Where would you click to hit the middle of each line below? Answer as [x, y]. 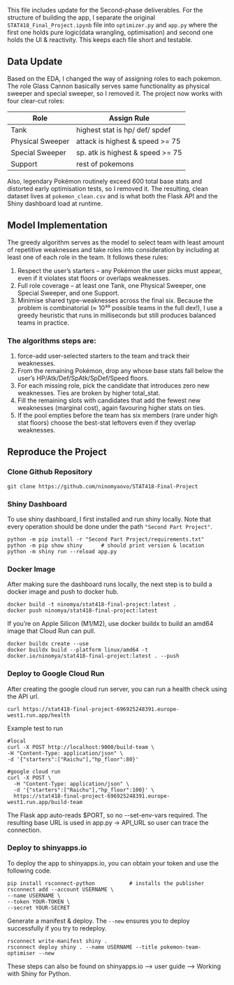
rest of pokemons [105, 163]
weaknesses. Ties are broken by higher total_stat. [89, 393]
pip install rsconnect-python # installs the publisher [106, 883]
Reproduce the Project [57, 452]
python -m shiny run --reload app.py [62, 551]
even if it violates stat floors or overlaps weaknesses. [94, 278]
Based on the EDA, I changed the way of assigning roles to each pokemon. [115, 78]
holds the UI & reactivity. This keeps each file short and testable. [100, 40]
